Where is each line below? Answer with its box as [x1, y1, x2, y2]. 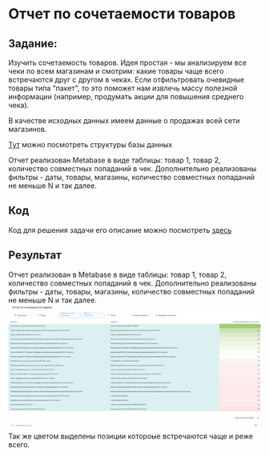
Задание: [8, 37, 58, 50]
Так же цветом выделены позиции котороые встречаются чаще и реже [8, 431, 254, 441]
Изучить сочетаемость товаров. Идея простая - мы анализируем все [8, 58, 247, 67]
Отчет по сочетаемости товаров [8, 5, 236, 23]
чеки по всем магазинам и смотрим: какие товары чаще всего [8, 66, 224, 76]
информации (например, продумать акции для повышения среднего [8, 92, 244, 101]
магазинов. [8, 125, 47, 134]
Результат [8, 249, 62, 262]
